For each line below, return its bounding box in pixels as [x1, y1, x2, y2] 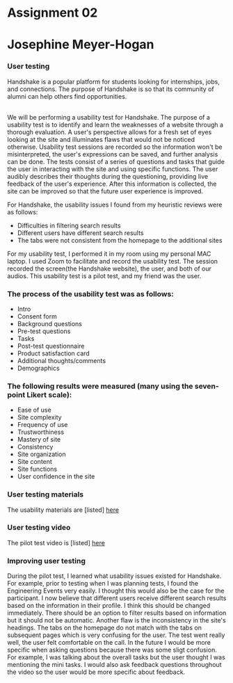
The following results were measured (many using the [7, 381, 193, 391]
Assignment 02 [7, 5, 98, 21]
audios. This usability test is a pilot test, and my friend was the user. [7, 271, 202, 280]
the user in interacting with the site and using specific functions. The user [7, 165, 218, 173]
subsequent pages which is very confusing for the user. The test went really [7, 631, 225, 639]
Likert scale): [26, 389, 72, 399]
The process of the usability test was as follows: [7, 289, 174, 298]
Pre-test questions [17, 327, 71, 335]
